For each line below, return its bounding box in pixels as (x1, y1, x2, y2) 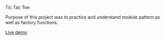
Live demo (5, 29, 27, 35)
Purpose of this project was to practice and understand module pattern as (5, 14, 160, 20)
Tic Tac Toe (5, 5, 30, 10)
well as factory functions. (5, 20, 58, 25)
